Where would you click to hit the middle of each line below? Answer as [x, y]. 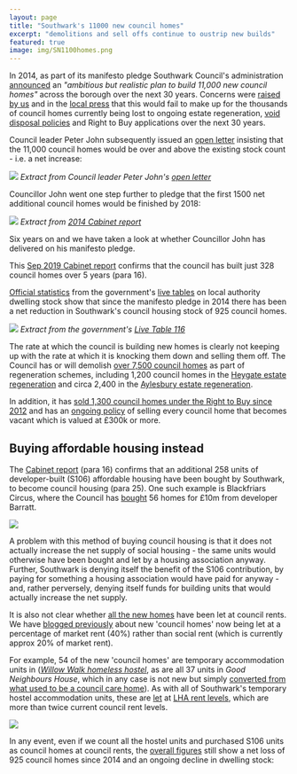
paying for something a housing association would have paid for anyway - [144, 578]
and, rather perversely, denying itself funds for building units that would [140, 588]
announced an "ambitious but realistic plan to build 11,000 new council [138, 85]
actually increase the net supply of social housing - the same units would [143, 550]
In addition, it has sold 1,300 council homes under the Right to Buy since [141, 402]
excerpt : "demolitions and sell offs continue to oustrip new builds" [142, 34]
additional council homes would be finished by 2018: [105, 204]
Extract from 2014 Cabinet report [81, 222]
